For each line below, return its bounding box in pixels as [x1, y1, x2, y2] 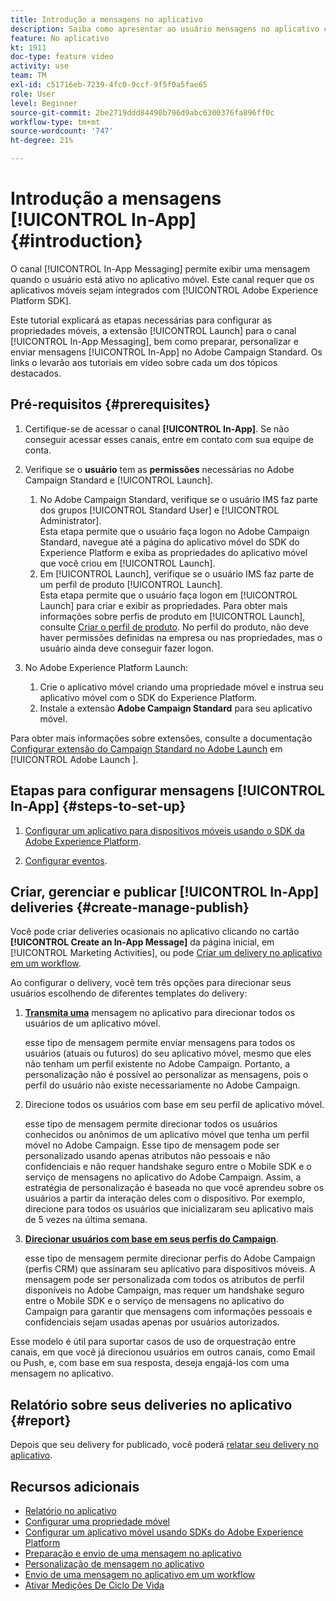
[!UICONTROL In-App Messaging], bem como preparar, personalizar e [10, 335, 299, 347]
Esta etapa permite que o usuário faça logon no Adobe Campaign [39, 525, 310, 537]
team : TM [10, 71, 47, 81]
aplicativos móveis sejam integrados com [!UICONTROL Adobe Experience [10, 284, 319, 296]
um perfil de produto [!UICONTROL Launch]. [39, 578, 223, 590]
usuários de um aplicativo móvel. [24, 1017, 161, 1030]
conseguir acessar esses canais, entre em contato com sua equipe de [24, 433, 314, 445]
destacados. [10, 367, 62, 379]
